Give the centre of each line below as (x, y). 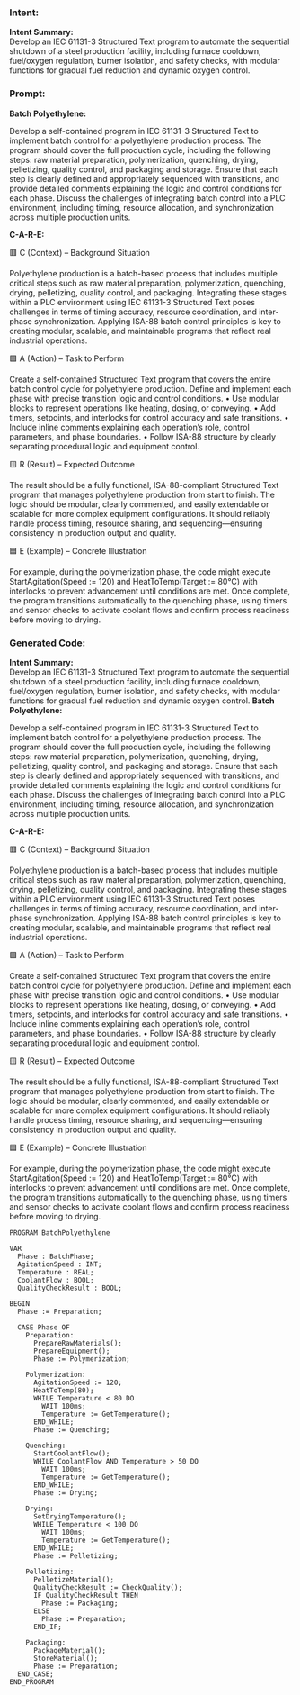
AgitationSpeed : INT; (60, 1264)
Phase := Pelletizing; (75, 1555)
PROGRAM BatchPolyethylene (60, 1233)
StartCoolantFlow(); (71, 1453)
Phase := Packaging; (80, 1603)
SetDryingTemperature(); (79, 1516)
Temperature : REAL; (56, 1272)
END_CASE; (35, 1674)
